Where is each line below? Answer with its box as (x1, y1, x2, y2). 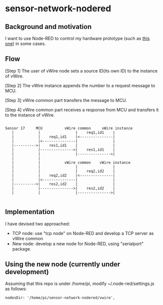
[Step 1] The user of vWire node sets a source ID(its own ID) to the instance (5, 68, 158, 74)
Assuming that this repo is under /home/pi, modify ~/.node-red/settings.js (5, 280, 155, 287)
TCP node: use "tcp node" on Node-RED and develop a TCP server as (12, 230, 154, 236)
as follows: (5, 286, 27, 292)
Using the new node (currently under (5, 260, 120, 269)
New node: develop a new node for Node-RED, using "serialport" (12, 241, 144, 247)
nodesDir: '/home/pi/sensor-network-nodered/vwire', (5, 295, 115, 301)
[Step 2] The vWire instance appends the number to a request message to (5, 82, 156, 88)
